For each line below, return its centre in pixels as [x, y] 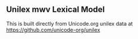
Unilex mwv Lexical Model [56, 10]
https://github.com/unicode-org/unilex [53, 30]
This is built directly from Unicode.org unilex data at [70, 23]
